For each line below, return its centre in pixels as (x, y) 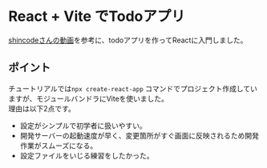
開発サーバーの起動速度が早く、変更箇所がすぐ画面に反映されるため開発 (139, 135)
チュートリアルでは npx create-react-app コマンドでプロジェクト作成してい (133, 88)
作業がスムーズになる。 (59, 146)
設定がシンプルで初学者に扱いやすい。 (83, 126)
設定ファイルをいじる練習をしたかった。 (87, 155)
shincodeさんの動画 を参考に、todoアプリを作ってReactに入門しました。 (128, 40)
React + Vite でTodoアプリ (97, 16)
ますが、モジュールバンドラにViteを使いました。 (89, 98)
